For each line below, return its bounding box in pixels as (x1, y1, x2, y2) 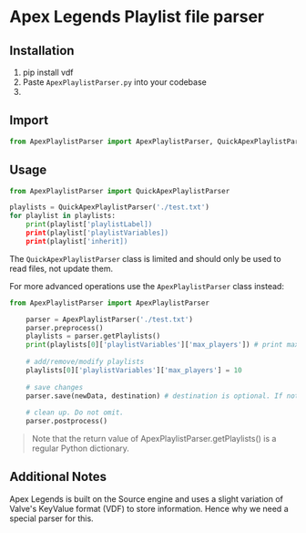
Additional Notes (9, 469, 107, 485)
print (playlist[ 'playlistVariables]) (25, 228, 169, 237)
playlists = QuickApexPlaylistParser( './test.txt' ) (9, 203, 209, 212)
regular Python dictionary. (31, 443, 130, 454)
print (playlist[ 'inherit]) (25, 236, 128, 246)
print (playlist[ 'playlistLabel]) (25, 220, 153, 229)
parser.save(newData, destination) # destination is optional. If (25, 391, 283, 401)
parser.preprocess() (25, 323, 104, 332)
